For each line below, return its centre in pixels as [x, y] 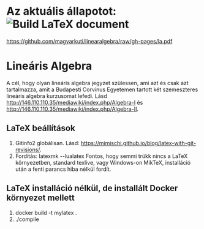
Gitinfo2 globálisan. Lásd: [47, 143]
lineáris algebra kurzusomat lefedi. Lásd [57, 96]
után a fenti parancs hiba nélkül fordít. [63, 169]
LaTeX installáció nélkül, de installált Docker [92, 188]
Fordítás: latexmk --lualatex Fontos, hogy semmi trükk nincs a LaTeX [101, 156]
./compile [27, 219]
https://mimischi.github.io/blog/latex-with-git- [138, 143]
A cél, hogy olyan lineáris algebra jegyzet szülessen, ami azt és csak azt [97, 83]
